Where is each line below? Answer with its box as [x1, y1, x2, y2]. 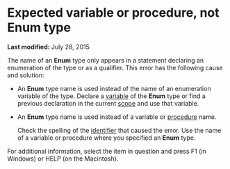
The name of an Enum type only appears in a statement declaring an [7, 56, 204, 64]
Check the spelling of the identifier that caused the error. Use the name [17, 126, 222, 134]
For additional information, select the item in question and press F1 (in [7, 147, 206, 155]
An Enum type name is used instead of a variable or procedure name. [17, 113, 217, 121]
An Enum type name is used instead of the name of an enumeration [17, 84, 211, 92]
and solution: [7, 71, 44, 79]
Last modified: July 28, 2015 [7, 42, 90, 51]
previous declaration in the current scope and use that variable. [17, 99, 199, 107]
